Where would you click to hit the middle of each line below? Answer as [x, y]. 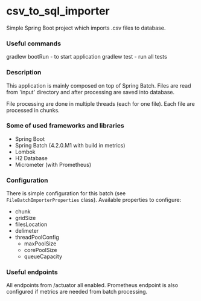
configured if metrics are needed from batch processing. [77, 292]
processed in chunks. [33, 110]
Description [24, 73]
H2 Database [31, 158]
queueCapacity [43, 257]
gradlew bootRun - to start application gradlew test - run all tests [87, 57]
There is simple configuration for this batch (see [66, 193]
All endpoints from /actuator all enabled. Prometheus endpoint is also [92, 285]
